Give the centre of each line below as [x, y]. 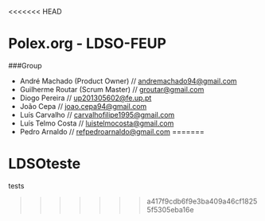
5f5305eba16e [170, 209]
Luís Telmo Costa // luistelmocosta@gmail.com [97, 123]
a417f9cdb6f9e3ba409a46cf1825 [202, 201]
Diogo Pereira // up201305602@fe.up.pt [86, 98]
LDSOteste [45, 164]
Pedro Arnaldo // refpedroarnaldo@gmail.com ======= [112, 131]
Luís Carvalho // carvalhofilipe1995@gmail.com [97, 114]
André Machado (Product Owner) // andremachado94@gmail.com [128, 81]
